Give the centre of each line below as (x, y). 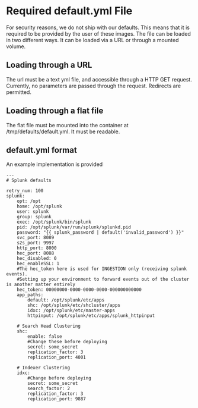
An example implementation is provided (55, 164)
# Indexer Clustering (43, 368)
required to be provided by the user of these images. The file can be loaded (99, 33)
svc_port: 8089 (36, 238)
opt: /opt (29, 201)
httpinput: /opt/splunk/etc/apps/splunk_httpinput (91, 316)
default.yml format (41, 150)
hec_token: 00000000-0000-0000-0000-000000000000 (79, 290)
